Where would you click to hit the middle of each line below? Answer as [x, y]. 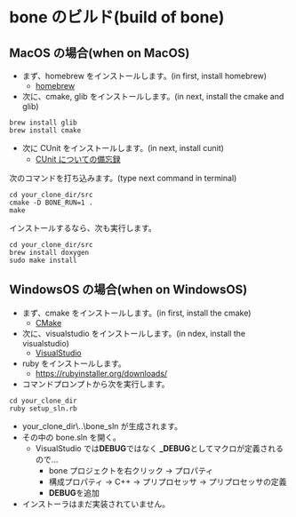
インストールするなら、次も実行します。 [83, 228]
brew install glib [43, 123]
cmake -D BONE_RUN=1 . [51, 203]
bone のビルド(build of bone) [117, 17]
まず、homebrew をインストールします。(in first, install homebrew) [144, 76]
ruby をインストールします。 [74, 363]
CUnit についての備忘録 [78, 159]
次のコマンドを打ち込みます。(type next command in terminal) [123, 178]
